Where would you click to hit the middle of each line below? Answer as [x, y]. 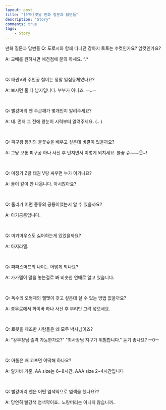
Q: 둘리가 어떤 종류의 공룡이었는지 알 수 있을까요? [54, 204]
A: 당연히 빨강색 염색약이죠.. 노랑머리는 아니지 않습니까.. [61, 402]
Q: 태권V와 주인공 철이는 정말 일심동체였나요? [50, 79]
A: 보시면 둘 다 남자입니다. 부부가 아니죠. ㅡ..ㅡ [51, 90]
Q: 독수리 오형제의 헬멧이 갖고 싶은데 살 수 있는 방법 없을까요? [66, 298]
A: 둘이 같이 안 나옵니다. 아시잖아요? [41, 184]
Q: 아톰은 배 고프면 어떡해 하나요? [38, 360]
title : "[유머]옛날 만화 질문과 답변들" [42, 15]
